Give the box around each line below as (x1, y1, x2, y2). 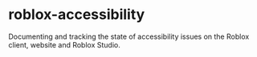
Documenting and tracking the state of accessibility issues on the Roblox (8, 32, 250, 41)
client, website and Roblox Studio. (8, 40, 120, 49)
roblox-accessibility (8, 6, 145, 24)
